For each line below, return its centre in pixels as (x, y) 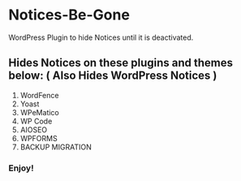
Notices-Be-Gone (69, 15)
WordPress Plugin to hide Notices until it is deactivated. (101, 37)
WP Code (36, 121)
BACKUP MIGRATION (56, 147)
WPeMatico (39, 112)
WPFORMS (39, 138)
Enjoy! (21, 168)
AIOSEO (34, 129)
